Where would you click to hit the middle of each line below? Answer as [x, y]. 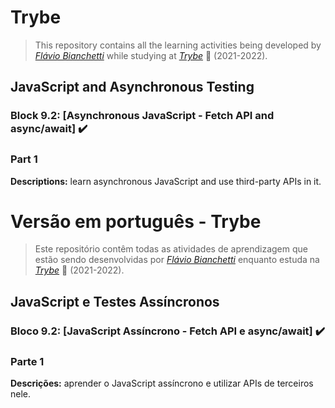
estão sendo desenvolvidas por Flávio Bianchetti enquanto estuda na [177, 260]
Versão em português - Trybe [136, 221]
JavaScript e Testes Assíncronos [115, 301]
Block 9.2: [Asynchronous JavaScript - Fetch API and [142, 116]
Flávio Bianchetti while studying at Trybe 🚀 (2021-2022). [151, 55]
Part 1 [24, 159]
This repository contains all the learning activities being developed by [178, 45]
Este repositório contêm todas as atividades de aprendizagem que [171, 249]
